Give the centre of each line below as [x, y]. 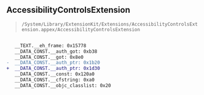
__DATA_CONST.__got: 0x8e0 [49, 57]
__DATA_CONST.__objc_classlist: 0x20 [63, 85]
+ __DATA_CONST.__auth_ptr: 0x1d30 [53, 69]
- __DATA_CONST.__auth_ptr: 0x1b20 [53, 63]
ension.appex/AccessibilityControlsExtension [80, 29]
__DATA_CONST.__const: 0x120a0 [55, 74]
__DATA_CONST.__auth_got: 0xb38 [56, 51]
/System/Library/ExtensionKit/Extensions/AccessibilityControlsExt [109, 24]
